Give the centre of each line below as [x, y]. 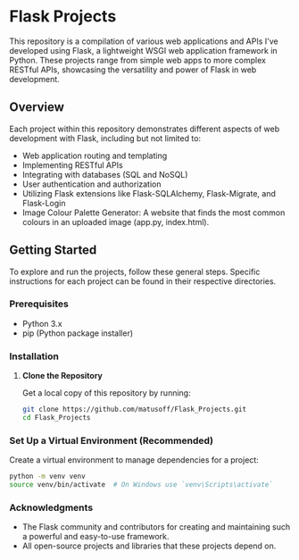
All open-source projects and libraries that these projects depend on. [149, 546]
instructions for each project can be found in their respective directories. [143, 281]
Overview [37, 108]
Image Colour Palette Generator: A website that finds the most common [154, 213]
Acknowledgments [51, 507]
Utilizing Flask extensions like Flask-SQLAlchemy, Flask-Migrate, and [149, 193]
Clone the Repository [62, 376]
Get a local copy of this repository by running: [106, 393]
